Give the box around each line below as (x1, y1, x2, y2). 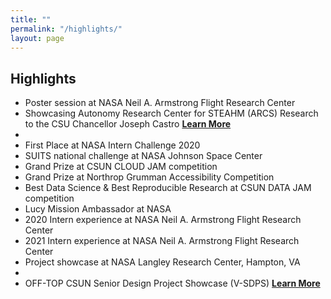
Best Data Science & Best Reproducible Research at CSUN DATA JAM (24, 182, 312, 194)
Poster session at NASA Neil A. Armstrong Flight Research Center (24, 97, 296, 109)
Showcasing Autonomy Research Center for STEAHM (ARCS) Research (24, 107, 319, 120)
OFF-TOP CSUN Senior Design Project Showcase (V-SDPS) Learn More (24, 277, 321, 290)
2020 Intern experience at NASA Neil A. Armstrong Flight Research (24, 214, 302, 226)
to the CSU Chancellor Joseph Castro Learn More (24, 118, 232, 130)
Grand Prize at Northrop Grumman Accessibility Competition (24, 171, 275, 183)
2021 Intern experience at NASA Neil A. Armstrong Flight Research (24, 235, 300, 247)
